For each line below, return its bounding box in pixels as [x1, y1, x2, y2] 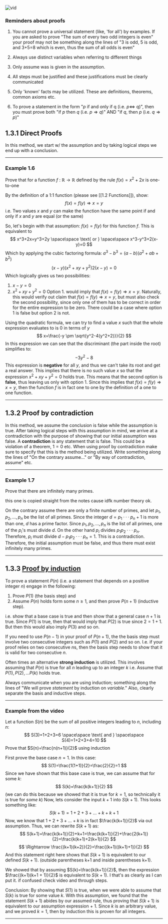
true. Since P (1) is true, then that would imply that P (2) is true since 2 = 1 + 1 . [5, 619, 162, 625]
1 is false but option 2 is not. [12, 310, 70, 316]
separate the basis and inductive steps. [5, 690, 86, 696]
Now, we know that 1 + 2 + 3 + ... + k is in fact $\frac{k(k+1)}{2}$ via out [5, 818, 152, 824]
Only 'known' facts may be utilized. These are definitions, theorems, [12, 89, 153, 95]
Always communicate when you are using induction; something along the [5, 679, 156, 686]
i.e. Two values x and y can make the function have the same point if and [5, 208, 155, 214]
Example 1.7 [5, 476, 35, 483]
